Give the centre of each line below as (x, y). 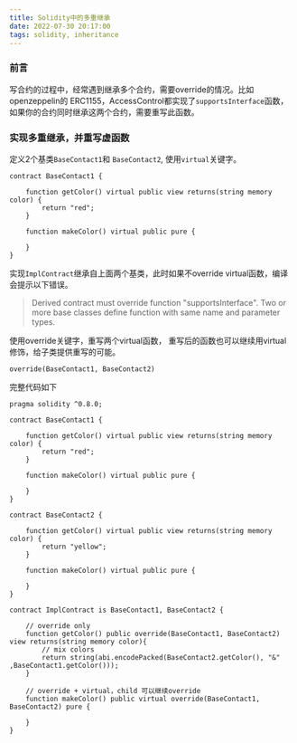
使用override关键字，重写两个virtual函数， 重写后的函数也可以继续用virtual (148, 340)
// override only (58, 625)
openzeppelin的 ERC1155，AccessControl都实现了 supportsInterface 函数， (149, 100)
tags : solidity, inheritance (64, 34)
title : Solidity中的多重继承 (60, 18)
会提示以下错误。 (41, 284)
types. (43, 321)
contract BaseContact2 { (56, 515)
